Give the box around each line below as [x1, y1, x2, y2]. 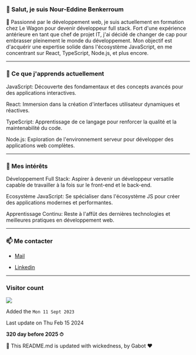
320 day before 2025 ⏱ [6, 330, 64, 338]
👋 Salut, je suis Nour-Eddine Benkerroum [6, 5, 124, 13]
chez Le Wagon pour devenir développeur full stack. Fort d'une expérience [6, 25, 187, 32]
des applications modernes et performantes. [6, 199, 113, 206]
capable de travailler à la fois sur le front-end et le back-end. [6, 181, 152, 188]
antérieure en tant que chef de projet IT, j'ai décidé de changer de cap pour [6, 31, 188, 38]
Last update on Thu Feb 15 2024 [6, 319, 84, 326]
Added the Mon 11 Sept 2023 [6, 308, 75, 315]
